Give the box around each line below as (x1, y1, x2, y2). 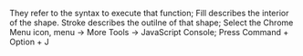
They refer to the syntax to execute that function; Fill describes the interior (9, 8, 289, 18)
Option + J (9, 36, 50, 47)
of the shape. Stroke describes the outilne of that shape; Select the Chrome (9, 17, 294, 28)
